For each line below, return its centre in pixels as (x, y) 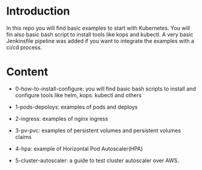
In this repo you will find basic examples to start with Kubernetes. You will (98, 28)
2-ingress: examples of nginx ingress (61, 118)
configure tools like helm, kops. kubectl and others (78, 95)
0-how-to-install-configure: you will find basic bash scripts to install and (105, 89)
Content (27, 72)
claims (23, 137)
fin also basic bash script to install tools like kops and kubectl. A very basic (100, 34)
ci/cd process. (24, 47)
